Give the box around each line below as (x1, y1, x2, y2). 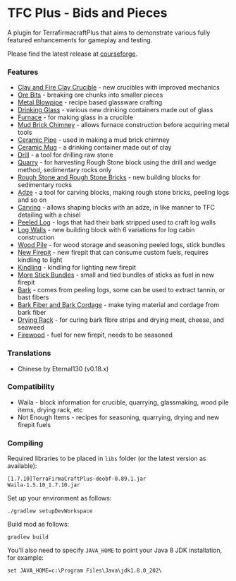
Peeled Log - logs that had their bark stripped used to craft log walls (17, 218, 216, 227)
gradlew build (7, 534, 49, 541)
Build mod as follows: (7, 520, 70, 529)
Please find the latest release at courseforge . (7, 49, 138, 58)
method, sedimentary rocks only (17, 166, 112, 174)
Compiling (7, 438, 44, 448)
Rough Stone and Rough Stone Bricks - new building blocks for (17, 173, 201, 181)
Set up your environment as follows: (7, 494, 112, 503)
